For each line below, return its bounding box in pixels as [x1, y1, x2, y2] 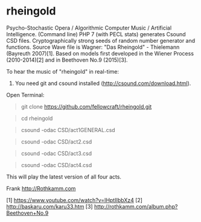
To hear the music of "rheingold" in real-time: [6, 68, 120, 75]
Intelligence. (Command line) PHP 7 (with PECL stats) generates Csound [6, 30, 186, 37]
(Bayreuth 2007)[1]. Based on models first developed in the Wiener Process [6, 49, 194, 57]
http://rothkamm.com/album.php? [94, 203, 178, 210]
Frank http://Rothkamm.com [6, 185, 76, 192]
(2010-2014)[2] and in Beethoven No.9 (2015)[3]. [6, 56, 128, 63]
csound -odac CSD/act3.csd [21, 150, 92, 157]
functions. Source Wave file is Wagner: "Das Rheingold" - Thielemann [6, 43, 180, 51]
